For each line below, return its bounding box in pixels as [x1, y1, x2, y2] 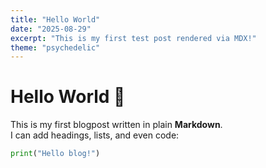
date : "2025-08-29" [10, 24, 92, 34]
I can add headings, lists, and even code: [10, 129, 180, 141]
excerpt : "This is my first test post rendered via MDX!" [10, 33, 257, 43]
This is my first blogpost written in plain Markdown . [10, 119, 223, 131]
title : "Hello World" [10, 14, 101, 25]
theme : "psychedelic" [10, 42, 101, 53]
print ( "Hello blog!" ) [10, 149, 101, 159]
